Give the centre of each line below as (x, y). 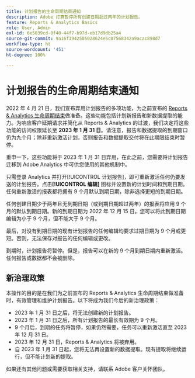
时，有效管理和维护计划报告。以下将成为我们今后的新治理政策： (83, 300)
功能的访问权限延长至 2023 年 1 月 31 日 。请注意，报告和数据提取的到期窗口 (97, 130)
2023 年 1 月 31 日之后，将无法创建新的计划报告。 (74, 313)
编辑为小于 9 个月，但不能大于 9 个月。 (53, 218)
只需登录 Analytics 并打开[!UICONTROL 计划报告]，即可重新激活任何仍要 (93, 176)
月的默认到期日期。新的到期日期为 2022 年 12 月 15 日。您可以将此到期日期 (96, 211)
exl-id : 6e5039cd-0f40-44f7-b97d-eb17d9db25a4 (64, 33)
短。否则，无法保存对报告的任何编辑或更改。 (60, 238)
